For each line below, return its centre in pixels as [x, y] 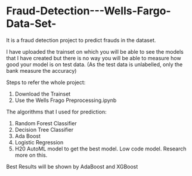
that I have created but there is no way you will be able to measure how [94, 58]
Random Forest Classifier [46, 123]
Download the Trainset [43, 94]
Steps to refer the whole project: [46, 82]
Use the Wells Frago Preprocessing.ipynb [66, 100]
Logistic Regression [39, 142]
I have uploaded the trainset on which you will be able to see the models [95, 51]
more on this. [31, 155]
